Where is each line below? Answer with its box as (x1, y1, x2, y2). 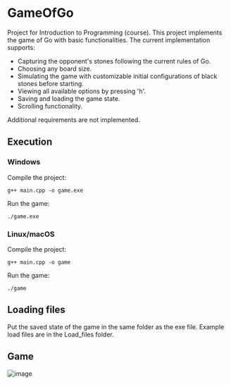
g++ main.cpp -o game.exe (7, 187, 83, 194)
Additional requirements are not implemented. (7, 115, 140, 124)
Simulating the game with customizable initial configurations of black (17, 72, 218, 80)
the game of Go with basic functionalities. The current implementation (7, 35, 211, 44)
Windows (7, 157, 41, 167)
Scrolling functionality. (17, 102, 83, 110)
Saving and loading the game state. (17, 94, 120, 103)
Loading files (7, 304, 65, 316)
